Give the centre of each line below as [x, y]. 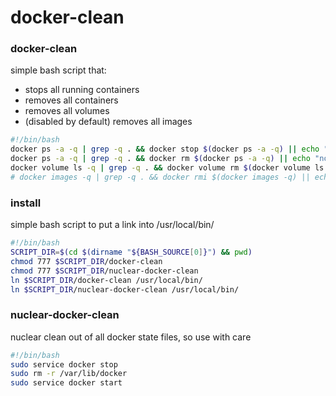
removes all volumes [67, 111]
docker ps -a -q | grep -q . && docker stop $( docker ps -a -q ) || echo [165, 149]
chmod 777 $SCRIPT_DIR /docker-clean [86, 261]
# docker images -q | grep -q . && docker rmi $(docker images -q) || [160, 177]
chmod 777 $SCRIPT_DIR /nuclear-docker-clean [104, 271]
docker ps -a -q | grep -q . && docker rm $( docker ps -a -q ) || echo [160, 159]
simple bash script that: [58, 70]
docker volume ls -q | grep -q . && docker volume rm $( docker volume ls [167, 168]
